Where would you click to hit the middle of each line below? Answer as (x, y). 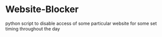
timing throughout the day (33, 28)
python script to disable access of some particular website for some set (81, 23)
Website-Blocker (42, 9)
